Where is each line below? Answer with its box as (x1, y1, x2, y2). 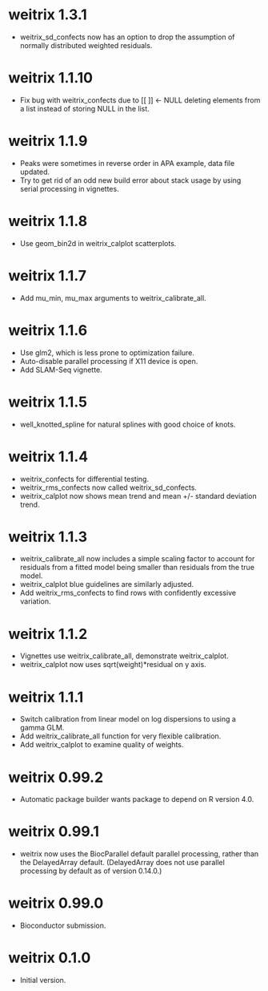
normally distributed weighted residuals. (19, 40, 153, 50)
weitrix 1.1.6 (8, 321, 88, 339)
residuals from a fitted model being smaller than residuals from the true (19, 563, 254, 572)
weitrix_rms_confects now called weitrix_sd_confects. (19, 483, 198, 492)
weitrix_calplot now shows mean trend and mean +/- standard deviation (19, 491, 258, 500)
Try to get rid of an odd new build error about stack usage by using (19, 175, 242, 185)
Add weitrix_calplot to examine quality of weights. (19, 740, 184, 750)
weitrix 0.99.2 (8, 768, 104, 787)
